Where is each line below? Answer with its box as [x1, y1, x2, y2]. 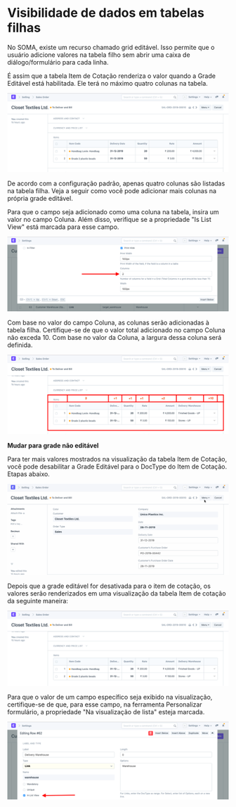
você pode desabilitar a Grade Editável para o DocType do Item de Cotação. [7, 462, 227, 471]
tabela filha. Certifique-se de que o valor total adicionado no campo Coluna [7, 326, 225, 334]
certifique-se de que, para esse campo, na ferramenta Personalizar [7, 700, 202, 709]
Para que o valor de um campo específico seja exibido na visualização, [7, 693, 213, 702]
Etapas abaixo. [7, 469, 51, 478]
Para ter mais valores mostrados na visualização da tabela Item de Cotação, [7, 454, 227, 463]
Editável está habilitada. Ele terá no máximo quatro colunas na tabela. [7, 79, 209, 87]
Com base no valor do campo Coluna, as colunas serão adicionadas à [7, 318, 209, 327]
